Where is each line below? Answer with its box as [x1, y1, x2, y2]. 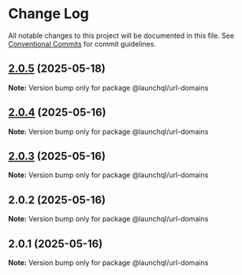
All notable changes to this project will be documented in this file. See [8, 31, 235, 40]
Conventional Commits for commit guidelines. [8, 39, 156, 48]
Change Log [8, 5, 89, 23]
